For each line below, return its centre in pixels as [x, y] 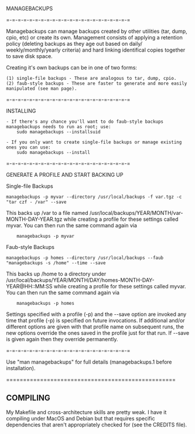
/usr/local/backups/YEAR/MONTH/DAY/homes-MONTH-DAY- [80, 280]
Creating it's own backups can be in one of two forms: [72, 68]
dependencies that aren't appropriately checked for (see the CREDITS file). [97, 425]
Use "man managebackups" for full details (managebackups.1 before [89, 362]
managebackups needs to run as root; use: [59, 127]
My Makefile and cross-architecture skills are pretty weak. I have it [86, 412]
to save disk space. [29, 56]
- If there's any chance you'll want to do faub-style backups [85, 122]
